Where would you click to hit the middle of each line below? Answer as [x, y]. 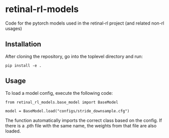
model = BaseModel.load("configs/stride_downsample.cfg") [67, 111]
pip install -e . [23, 65]
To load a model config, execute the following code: [59, 93]
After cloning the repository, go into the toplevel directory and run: [74, 56]
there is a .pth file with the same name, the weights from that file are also [81, 125]
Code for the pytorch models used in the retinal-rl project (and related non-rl [85, 23]
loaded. [13, 131]
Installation [23, 44]
